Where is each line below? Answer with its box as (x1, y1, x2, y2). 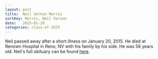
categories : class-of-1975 (5, 25, 60, 30)
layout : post (5, 7, 32, 12)
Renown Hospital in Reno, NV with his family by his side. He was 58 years (5, 44, 153, 49)
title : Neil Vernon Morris (5, 12, 63, 16)
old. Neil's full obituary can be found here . (5, 49, 90, 55)
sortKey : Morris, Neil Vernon (5, 16, 67, 21)
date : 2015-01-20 (5, 20, 45, 26)
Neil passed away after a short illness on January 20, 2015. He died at (5, 38, 146, 44)
